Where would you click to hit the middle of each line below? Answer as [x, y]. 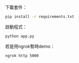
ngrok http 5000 [22, 56]
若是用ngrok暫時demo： [30, 46]
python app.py [20, 36]
